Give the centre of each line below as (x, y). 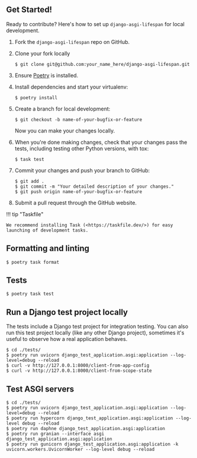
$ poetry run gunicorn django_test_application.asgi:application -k (92, 444)
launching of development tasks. (47, 230)
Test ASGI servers (40, 389)
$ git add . (29, 181)
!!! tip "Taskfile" (25, 214)
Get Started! (29, 10)
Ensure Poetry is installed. (46, 75)
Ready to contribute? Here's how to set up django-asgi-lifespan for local (95, 24)
